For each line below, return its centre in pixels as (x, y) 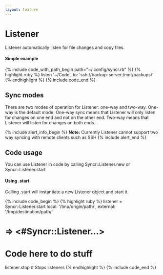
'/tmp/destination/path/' (29, 211)
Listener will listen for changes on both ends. (50, 122)
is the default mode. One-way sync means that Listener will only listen (85, 112)
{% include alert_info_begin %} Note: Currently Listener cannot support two (81, 132)
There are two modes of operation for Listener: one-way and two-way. (76, 107)
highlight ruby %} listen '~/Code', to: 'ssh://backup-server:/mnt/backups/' (79, 74)
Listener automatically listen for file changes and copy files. (65, 47)
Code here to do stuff (49, 254)
